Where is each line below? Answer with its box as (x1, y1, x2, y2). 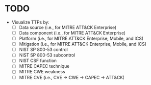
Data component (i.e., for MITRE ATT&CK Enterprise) (19, 30, 126, 36)
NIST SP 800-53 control (19, 47, 68, 53)
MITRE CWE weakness (19, 69, 66, 75)
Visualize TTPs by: (11, 19, 50, 25)
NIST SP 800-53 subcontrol (19, 52, 75, 58)
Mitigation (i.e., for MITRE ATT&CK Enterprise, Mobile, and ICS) (19, 41, 147, 47)
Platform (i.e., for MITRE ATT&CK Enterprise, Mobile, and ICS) (19, 35, 144, 42)
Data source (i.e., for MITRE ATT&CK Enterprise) (19, 24, 117, 30)
